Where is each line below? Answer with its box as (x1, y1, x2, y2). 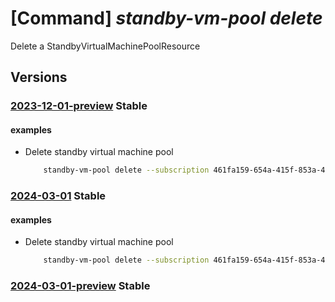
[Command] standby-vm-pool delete (10, 7, 323, 30)
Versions (10, 69, 68, 86)
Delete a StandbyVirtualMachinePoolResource (10, 40, 201, 52)
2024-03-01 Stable (10, 189, 107, 203)
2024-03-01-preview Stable (10, 279, 151, 293)
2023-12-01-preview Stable (10, 99, 148, 113)
